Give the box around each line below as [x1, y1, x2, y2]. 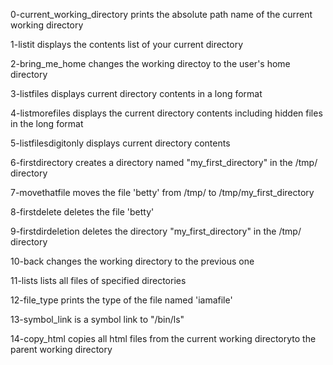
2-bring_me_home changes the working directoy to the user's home [10, 58, 291, 69]
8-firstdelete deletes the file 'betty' [10, 206, 155, 218]
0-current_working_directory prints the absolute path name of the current [10, 9, 313, 20]
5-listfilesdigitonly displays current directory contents [10, 137, 231, 149]
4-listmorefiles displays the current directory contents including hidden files [10, 107, 323, 119]
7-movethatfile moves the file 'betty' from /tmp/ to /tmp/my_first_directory [10, 187, 315, 198]
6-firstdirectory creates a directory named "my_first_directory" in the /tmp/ [10, 157, 318, 168]
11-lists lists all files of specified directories [10, 275, 187, 286]
